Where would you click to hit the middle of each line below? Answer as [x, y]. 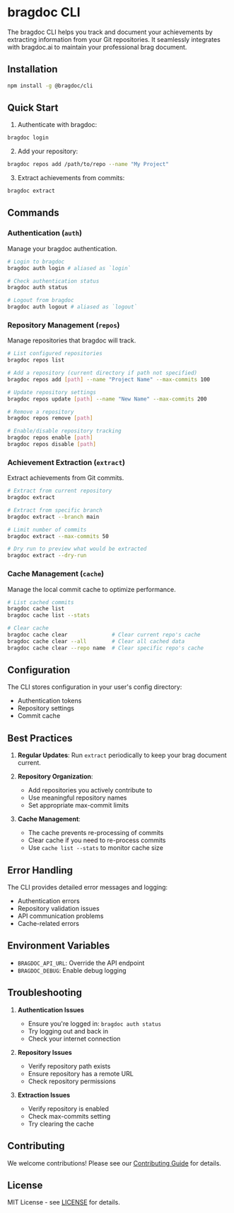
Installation [33, 69]
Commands [34, 213]
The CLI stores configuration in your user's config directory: [95, 687]
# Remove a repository [41, 412]
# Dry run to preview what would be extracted [77, 549]
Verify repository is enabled [69, 1108]
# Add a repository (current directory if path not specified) [103, 373]
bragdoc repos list [36, 360]
